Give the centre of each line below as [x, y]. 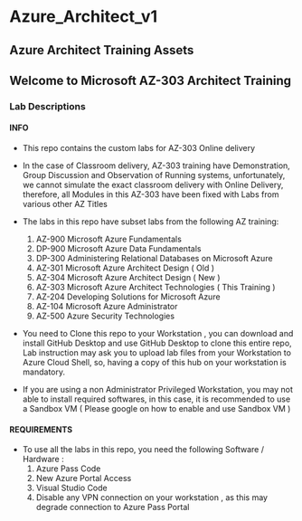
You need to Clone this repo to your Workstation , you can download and [158, 334]
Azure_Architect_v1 [84, 17]
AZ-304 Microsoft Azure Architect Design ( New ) [128, 278]
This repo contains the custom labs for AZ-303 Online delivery [139, 148]
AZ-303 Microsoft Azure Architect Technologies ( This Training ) [156, 288]
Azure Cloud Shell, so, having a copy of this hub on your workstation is [154, 363]
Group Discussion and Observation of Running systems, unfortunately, [154, 175]
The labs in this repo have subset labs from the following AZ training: [151, 222]
